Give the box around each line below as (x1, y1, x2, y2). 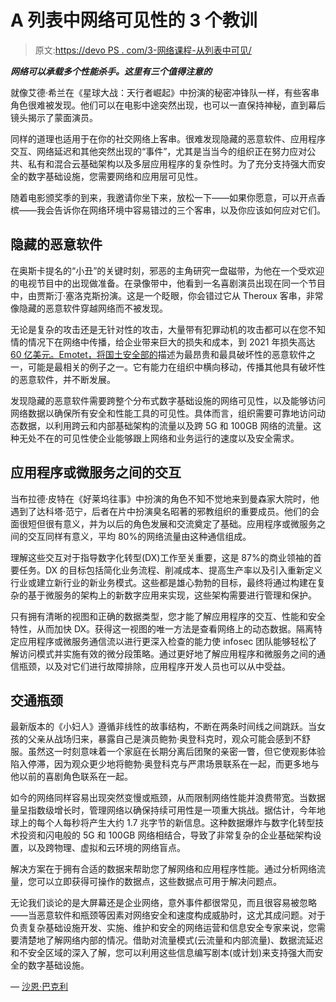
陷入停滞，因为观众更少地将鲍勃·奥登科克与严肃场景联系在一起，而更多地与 (10, 758, 320, 770)
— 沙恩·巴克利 (10, 981, 68, 993)
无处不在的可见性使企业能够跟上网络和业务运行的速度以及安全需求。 (18, 432, 300, 444)
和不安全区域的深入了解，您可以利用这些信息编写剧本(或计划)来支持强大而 (10, 947, 315, 959)
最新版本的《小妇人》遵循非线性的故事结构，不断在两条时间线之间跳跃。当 (10, 721, 317, 733)
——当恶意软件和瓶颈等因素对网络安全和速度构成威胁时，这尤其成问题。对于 (10, 909, 326, 921)
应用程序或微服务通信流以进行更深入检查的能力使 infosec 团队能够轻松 (18, 635, 309, 647)
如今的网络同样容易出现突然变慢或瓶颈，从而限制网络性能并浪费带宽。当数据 (10, 792, 326, 804)
